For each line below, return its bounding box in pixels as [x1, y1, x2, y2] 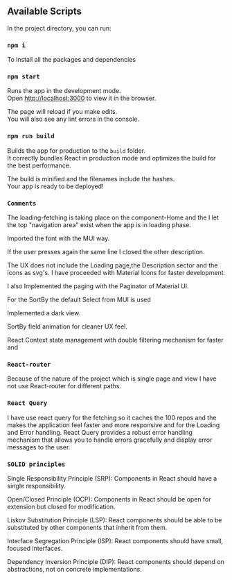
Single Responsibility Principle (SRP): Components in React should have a [7, 474, 217, 482]
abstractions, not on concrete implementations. [7, 565, 142, 573]
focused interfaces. [7, 544, 63, 552]
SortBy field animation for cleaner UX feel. [7, 322, 128, 331]
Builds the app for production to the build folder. [7, 146, 146, 155]
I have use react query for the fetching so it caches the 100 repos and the [7, 413, 217, 422]
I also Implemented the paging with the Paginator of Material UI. [7, 282, 189, 290]
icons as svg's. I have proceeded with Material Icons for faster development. [7, 269, 226, 276]
